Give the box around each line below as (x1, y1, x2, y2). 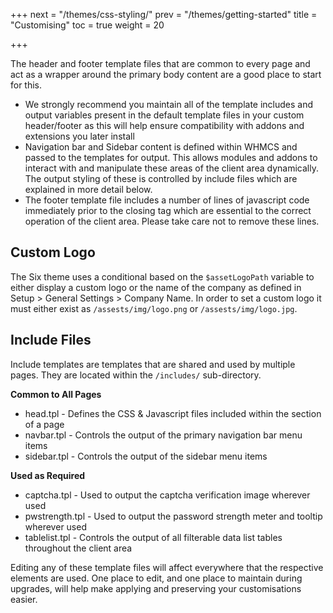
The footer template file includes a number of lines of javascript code (24, 194, 310, 206)
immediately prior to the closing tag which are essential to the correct (24, 205, 312, 216)
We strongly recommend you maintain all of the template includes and (24, 99, 314, 110)
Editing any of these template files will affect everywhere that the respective (10, 561, 324, 573)
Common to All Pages (10, 388, 102, 400)
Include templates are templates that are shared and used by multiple (10, 358, 296, 370)
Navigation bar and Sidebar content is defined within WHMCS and (24, 141, 298, 153)
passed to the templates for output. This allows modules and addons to (24, 152, 318, 163)
